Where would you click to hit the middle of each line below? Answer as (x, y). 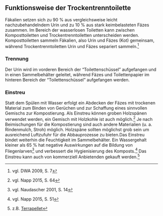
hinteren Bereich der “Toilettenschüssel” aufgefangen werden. (67, 80)
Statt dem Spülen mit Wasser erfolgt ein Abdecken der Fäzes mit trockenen (80, 103)
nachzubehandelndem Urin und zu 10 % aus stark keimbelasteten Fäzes (77, 25)
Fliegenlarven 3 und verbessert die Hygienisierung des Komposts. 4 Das (76, 150)
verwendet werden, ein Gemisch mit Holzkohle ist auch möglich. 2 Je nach (79, 119)
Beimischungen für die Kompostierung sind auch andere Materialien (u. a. (79, 124)
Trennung (17, 59)
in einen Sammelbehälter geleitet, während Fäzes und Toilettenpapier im (77, 74)
